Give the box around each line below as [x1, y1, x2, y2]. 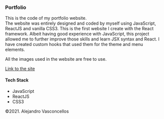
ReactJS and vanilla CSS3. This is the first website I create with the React [5, 26, 154, 32]
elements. [5, 46, 26, 53]
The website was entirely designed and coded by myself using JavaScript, [5, 20, 156, 26]
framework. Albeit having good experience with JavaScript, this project [5, 31, 149, 37]
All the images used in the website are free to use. [5, 56, 107, 62]
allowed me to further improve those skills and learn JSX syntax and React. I [5, 36, 160, 42]
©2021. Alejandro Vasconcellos [5, 108, 69, 114]
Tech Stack [5, 77, 29, 83]
